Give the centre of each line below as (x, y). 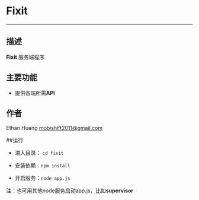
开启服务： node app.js (42, 178)
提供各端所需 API (35, 93)
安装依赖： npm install (42, 166)
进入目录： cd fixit (39, 153)
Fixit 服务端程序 (25, 57)
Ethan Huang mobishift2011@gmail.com (54, 128)
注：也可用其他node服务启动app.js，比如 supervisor (70, 191)
